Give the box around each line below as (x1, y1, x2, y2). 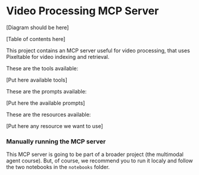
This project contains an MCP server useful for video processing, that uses (6, 46, 191, 54)
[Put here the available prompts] (6, 99, 85, 107)
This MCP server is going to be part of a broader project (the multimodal (6, 151, 184, 158)
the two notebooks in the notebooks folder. (6, 164, 110, 171)
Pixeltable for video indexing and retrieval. (6, 53, 110, 60)
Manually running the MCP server (6, 137, 106, 145)
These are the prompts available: (6, 87, 87, 95)
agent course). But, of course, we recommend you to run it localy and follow (6, 157, 194, 164)
